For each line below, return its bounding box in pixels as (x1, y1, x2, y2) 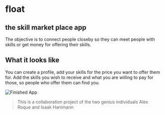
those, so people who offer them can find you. (5, 79, 100, 85)
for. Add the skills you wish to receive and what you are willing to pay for (5, 74, 154, 80)
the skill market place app (5, 23, 87, 32)
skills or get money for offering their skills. (5, 42, 91, 48)
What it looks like (5, 56, 60, 64)
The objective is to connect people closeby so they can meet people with (5, 36, 155, 42)
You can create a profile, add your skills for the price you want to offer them (5, 69, 161, 75)
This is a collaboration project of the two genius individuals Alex (17, 99, 148, 105)
